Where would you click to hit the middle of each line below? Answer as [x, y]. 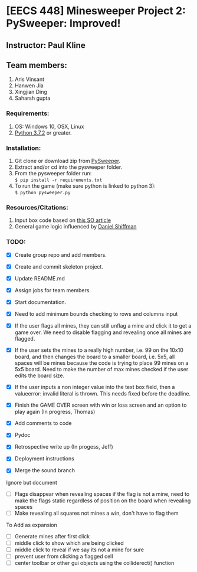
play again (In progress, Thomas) [55, 412]
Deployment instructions [45, 459]
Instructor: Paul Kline [46, 45]
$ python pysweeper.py [42, 192]
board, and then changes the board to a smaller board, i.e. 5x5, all [95, 357]
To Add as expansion [32, 525]
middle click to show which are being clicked [69, 543]
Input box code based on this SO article [63, 220]
